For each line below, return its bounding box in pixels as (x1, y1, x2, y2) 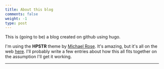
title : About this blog (5, 7, 54, 12)
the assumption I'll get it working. (5, 54, 72, 60)
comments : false (5, 12, 38, 17)
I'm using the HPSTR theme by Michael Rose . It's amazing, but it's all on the (5, 43, 158, 49)
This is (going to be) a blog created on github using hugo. (5, 34, 121, 40)
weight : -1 (5, 16, 27, 21)
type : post (5, 20, 27, 26)
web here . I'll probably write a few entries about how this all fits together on (5, 49, 157, 54)
